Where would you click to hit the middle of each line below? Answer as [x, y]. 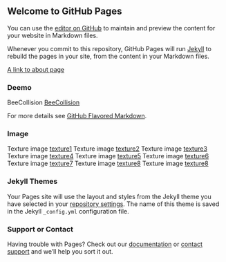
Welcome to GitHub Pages [65, 11]
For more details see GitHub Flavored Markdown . [77, 116]
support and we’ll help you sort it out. [60, 251]
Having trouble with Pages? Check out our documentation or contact [105, 244]
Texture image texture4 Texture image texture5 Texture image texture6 [108, 156]
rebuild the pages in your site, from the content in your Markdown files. [108, 56]
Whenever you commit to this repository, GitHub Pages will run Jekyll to [110, 48]
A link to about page [36, 69]
